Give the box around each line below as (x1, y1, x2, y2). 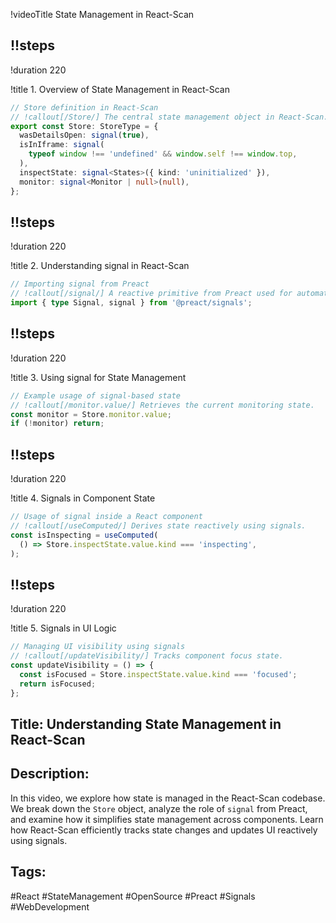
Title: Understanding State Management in (10, 715, 282, 733)
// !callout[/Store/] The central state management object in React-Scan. (10, 112, 329, 122)
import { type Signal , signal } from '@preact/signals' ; (10, 298, 253, 308)
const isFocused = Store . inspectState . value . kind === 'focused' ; (19, 669, 298, 679)
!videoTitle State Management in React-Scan (10, 9, 195, 20)
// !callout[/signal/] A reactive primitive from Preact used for (10, 289, 293, 299)
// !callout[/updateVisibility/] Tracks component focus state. (10, 651, 284, 661)
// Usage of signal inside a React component (10, 512, 203, 522)
